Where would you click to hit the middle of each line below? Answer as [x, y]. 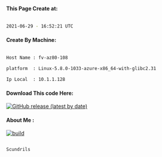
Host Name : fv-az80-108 [37, 58]
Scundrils [19, 150]
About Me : [20, 120]
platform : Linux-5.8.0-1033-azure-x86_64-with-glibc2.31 [81, 69]
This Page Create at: [32, 8]
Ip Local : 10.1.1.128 [36, 80]
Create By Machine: [31, 40]
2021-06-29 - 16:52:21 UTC [40, 26]
